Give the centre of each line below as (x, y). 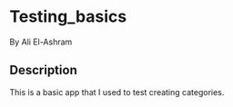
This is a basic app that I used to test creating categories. (117, 92)
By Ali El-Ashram (41, 42)
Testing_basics (68, 17)
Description (43, 70)
